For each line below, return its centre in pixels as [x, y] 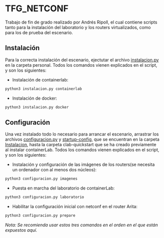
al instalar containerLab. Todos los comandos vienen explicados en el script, [82, 150]
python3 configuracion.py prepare [40, 216]
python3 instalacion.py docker [37, 107]
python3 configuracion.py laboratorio [45, 197]
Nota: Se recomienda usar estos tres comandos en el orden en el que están [82, 225]
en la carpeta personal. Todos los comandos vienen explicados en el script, [81, 65]
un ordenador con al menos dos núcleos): [54, 170]
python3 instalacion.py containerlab [44, 89]
